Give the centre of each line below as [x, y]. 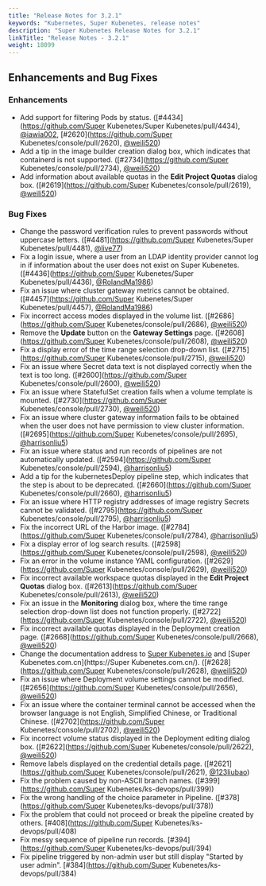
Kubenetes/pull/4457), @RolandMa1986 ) [86, 308]
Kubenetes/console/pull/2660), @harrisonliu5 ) [96, 493]
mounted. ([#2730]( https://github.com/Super [93, 400]
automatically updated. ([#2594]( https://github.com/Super [116, 460]
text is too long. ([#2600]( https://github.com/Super [103, 375]
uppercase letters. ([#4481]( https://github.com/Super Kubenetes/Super [137, 240]
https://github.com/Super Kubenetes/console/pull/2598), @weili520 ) [135, 553]
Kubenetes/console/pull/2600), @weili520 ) [90, 383]
